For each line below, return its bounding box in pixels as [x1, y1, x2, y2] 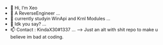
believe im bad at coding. [10, 34, 64, 40]
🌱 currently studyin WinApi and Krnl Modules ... [10, 16, 111, 21]
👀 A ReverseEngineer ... [10, 10, 60, 16]
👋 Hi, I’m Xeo [10, 5, 37, 11]
